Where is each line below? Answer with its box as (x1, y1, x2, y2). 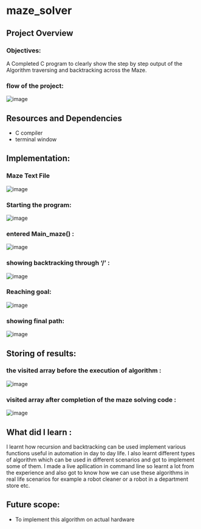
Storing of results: (6, 348, 77, 359)
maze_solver (6, 4, 72, 18)
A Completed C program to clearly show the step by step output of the (6, 60, 183, 67)
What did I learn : (6, 427, 72, 437)
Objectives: (6, 46, 41, 55)
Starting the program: (6, 200, 72, 209)
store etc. (6, 482, 30, 489)
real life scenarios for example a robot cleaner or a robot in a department (6, 475, 188, 483)
